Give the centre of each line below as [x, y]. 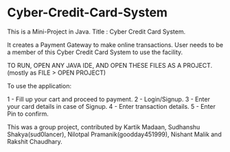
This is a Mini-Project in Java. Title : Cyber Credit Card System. [96, 31]
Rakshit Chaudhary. [35, 141]
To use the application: [39, 86]
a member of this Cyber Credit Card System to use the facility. [95, 52]
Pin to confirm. [28, 114]
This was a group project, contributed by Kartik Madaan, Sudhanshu [104, 127]
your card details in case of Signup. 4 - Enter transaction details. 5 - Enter [112, 106]
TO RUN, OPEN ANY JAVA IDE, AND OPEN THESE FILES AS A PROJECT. [110, 65]
